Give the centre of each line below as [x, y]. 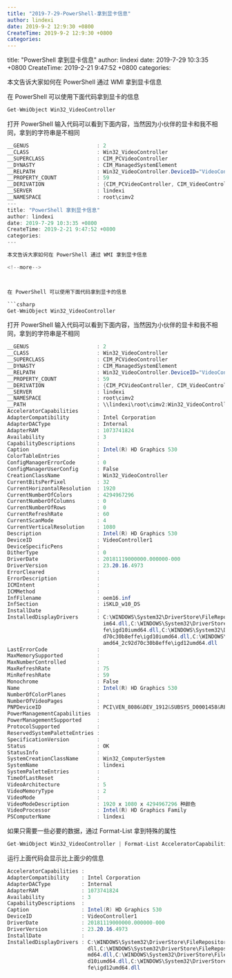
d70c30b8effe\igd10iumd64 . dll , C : [151, 637]
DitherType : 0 [57, 553]
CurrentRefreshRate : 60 [58, 514]
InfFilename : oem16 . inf [69, 598]
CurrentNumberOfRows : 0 [57, 508]
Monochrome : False [63, 682]
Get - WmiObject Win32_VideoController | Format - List [83, 844]
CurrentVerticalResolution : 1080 [61, 527]
